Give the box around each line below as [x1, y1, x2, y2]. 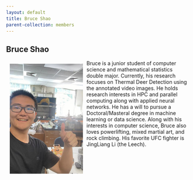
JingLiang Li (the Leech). [87, 141, 147, 148]
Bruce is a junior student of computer [87, 60, 177, 67]
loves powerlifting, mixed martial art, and [87, 128, 185, 135]
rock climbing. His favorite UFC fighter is [87, 135, 184, 142]
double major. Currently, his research [87, 72, 176, 79]
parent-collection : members [6, 22, 75, 28]
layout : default [6, 9, 46, 15]
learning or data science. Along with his [87, 116, 182, 123]
